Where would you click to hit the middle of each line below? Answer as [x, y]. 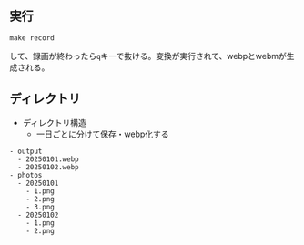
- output [26, 151]
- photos [26, 175]
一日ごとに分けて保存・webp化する [103, 134]
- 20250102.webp [48, 167]
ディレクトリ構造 [54, 122]
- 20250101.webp [48, 159]
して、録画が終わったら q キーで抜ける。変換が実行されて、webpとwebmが [148, 56]
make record [32, 38]
